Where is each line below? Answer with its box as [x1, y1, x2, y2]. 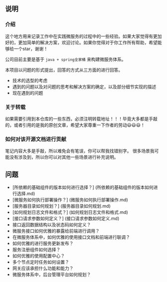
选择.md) [16, 191, 35, 197]
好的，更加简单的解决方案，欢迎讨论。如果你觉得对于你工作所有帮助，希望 [5, 39, 158, 45]
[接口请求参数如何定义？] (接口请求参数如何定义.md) [12, 216, 120, 222]
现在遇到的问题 [12, 90, 43, 96]
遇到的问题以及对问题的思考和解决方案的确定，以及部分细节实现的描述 [12, 84, 157, 90]
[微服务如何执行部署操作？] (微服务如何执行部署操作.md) [12, 197, 128, 203]
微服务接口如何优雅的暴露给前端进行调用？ [12, 228, 100, 234]
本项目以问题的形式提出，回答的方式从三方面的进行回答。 [5, 67, 123, 73]
